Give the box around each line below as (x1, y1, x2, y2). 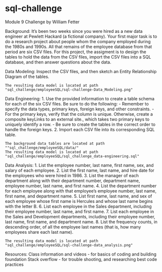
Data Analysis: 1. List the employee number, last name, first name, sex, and (5, 162, 154, 168)
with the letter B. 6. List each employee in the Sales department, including (5, 203, 152, 209)
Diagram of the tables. (5, 74, 49, 79)
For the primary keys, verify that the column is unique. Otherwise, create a (5, 111, 153, 117)
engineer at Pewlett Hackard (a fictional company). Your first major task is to (5, 33, 157, 39)
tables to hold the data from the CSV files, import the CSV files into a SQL (5, 54, 151, 60)
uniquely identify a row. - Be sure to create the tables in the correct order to (5, 121, 156, 127)
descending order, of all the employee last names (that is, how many (5, 224, 141, 230)
